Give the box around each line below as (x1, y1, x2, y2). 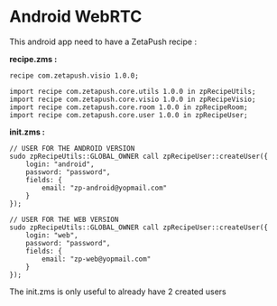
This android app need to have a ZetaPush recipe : (9, 36, 197, 47)
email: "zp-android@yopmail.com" (42, 183, 168, 192)
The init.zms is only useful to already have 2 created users (9, 286, 227, 297)
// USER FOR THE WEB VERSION (9, 215, 119, 224)
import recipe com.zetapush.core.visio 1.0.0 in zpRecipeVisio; (9, 95, 256, 104)
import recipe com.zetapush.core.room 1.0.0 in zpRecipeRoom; (9, 102, 248, 112)
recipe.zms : (9, 53, 58, 64)
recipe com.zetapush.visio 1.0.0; (9, 70, 140, 80)
